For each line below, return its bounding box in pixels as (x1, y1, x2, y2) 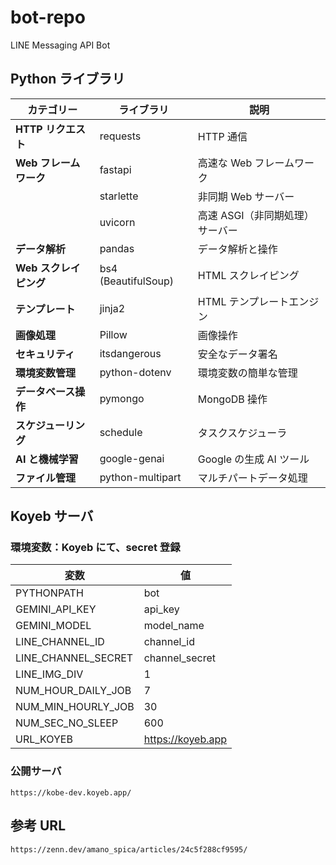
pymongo (99, 391, 145, 405)
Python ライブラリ (10, 71, 126, 88)
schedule (99, 425, 143, 439)
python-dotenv (99, 365, 172, 379)
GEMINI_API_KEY (15, 602, 97, 616)
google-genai (99, 451, 165, 465)
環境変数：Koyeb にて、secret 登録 (10, 541, 181, 555)
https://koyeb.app (143, 732, 228, 746)
